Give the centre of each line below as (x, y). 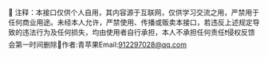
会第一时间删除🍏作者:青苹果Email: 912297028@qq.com (98, 44)
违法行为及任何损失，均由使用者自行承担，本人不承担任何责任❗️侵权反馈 (138, 32)
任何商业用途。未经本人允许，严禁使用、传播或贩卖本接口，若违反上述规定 (130, 22)
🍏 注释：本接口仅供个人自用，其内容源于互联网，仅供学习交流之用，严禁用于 (134, 12)
